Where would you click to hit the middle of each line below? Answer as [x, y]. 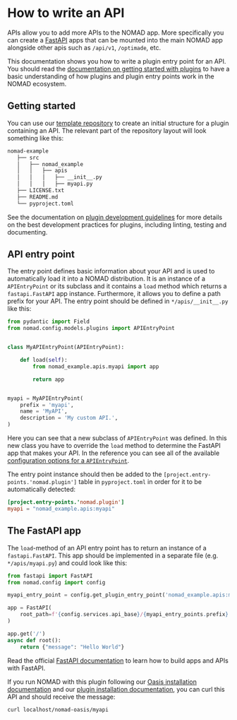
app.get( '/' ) [26, 634]
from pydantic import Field [49, 322]
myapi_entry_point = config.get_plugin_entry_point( [86, 595]
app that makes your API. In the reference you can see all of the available [114, 453]
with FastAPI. [26, 668]
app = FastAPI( [30, 608]
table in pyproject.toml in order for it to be [140, 482]
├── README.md [37, 197]
